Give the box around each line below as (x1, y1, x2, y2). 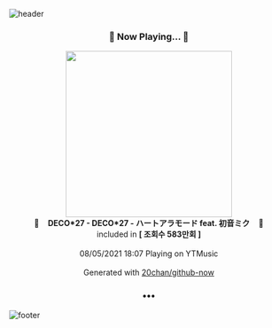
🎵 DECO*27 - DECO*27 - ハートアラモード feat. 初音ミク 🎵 (34, 218, 264, 229)
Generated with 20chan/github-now (83, 267, 214, 278)
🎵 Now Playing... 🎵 (108, 30, 190, 43)
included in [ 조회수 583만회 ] (97, 229, 201, 239)
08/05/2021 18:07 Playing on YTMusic (79, 248, 219, 259)
